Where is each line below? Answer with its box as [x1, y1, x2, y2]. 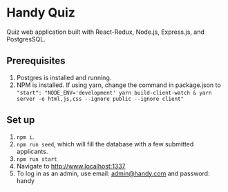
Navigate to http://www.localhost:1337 [16, 162, 126, 170]
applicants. [16, 147, 48, 155]
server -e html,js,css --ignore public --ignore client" [16, 95, 184, 102]
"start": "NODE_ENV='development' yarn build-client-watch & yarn [16, 89, 212, 96]
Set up [6, 114, 35, 126]
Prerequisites [6, 55, 66, 67]
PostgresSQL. [6, 35, 46, 43]
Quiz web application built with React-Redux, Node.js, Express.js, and [6, 28, 205, 36]
